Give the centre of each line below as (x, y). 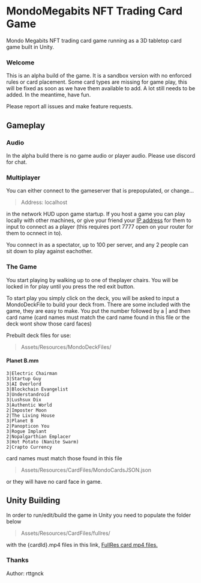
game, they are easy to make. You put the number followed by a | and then (98, 310)
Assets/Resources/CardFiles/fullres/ (66, 533)
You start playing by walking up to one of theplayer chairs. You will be (92, 280)
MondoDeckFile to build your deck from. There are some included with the (98, 304)
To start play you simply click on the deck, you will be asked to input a (93, 298)
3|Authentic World (29, 405)
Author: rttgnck (25, 573)
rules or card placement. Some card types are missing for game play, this (97, 82)
